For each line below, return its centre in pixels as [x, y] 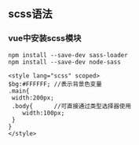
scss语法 [30, 14]
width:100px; [44, 113]
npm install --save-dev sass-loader [68, 55]
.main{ [19, 91]
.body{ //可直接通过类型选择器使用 [71, 106]
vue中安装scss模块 [45, 38]
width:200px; [33, 98]
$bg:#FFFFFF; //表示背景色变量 [55, 84]
